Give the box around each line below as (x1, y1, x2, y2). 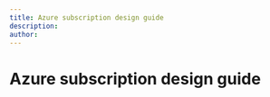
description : (9, 22, 59, 31)
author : (9, 30, 39, 39)
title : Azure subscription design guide (9, 13, 165, 22)
